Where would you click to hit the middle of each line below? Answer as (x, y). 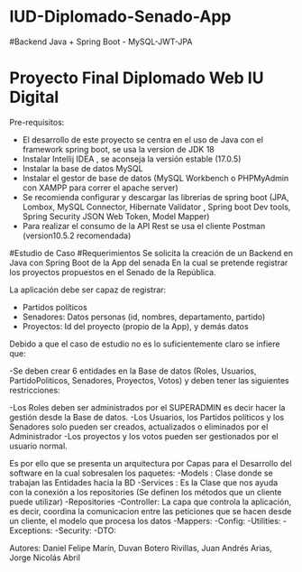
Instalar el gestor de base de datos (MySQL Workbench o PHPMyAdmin (156, 178)
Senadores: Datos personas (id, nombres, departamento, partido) (144, 317)
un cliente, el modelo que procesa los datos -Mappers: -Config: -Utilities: (145, 521)
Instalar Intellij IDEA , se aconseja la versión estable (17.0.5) (132, 159)
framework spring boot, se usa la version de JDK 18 (118, 149)
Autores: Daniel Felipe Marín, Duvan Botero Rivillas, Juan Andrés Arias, (141, 548)
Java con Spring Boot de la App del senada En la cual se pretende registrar (149, 263)
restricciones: (35, 390)
